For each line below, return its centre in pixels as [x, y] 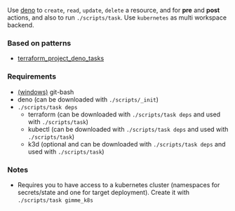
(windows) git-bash [46, 92]
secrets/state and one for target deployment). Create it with [103, 192]
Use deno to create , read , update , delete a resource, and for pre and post [114, 10]
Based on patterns [39, 43]
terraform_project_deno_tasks [61, 58]
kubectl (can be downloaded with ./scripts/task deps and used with [128, 129]
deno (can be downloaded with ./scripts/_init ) [88, 99]
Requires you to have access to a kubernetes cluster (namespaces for [119, 184]
